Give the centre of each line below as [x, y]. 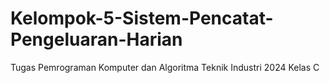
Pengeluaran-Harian [96, 39]
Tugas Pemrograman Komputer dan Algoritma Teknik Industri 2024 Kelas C [165, 67]
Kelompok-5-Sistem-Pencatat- [142, 18]
